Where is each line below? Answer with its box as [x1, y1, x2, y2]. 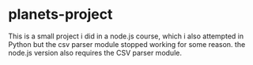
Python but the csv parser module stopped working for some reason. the [8, 39, 246, 49]
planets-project [8, 5, 113, 23]
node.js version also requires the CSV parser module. [8, 48, 182, 57]
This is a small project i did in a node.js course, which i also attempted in [8, 31, 244, 41]
